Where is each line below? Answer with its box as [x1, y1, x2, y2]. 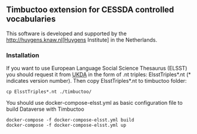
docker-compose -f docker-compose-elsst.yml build [6, 117, 135, 123]
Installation [6, 51, 40, 59]
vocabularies [6, 14, 56, 24]
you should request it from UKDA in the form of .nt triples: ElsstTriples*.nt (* [6, 71, 192, 78]
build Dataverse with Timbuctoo [6, 105, 85, 113]
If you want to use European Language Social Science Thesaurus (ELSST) [6, 65, 187, 72]
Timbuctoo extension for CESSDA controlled [6, 5, 174, 15]
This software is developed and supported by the [6, 30, 127, 37]
